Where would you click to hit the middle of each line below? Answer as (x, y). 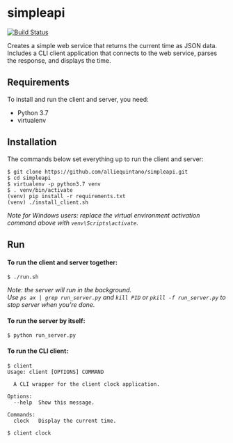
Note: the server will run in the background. (70, 290)
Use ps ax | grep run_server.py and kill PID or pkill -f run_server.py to (116, 297)
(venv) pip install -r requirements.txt (67, 196)
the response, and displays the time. (59, 60)
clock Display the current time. (65, 421)
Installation (32, 142)
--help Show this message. (54, 403)
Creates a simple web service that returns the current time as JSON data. (112, 45)
